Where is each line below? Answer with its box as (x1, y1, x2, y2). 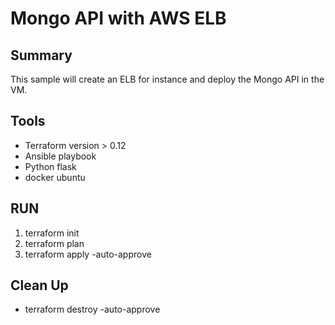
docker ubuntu (24, 171, 86, 183)
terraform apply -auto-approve (24, 248, 152, 260)
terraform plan (24, 237, 85, 249)
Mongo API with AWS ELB (10, 7, 227, 30)
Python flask (24, 160, 77, 172)
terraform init (24, 227, 80, 239)
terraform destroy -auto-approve (24, 303, 161, 316)
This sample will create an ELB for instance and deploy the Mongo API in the (10, 73, 325, 85)
